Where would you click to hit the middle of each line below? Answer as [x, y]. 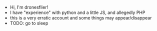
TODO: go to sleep [29, 23]
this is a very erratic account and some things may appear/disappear [81, 18]
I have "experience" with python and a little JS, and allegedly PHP [77, 12]
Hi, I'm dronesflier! [29, 7]
